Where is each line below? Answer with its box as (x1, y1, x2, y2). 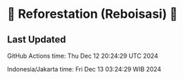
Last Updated (7, 34, 66, 45)
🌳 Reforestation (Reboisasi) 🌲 (7, 6, 178, 22)
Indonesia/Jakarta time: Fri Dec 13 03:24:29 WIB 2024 (7, 65, 162, 73)
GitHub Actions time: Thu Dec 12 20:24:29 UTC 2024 (7, 52, 159, 60)
